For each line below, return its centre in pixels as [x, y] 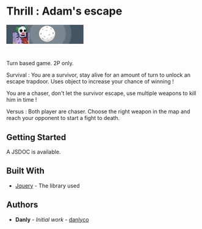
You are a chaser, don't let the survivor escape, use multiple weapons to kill [101, 93]
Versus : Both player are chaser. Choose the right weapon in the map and [98, 111]
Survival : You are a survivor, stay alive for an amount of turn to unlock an [99, 75]
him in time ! [22, 100]
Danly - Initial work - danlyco [52, 219]
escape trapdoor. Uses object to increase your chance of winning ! [90, 82]
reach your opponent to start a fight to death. [63, 118]
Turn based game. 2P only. [40, 63]
